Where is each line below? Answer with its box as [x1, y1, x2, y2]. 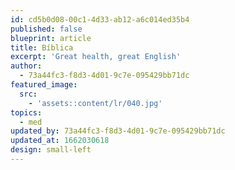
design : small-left [10, 145, 92, 155]
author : [10, 61, 43, 71]
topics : [10, 107, 43, 118]
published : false [10, 24, 83, 34]
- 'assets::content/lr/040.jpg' [28, 98, 163, 108]
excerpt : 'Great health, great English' [10, 52, 182, 62]
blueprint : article [10, 33, 92, 43]
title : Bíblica [10, 42, 74, 53]
